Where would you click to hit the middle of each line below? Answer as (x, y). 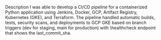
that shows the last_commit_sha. (38, 33)
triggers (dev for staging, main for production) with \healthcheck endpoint (80, 28)
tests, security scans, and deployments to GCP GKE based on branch (76, 22)
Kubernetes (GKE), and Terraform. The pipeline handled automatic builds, (80, 17)
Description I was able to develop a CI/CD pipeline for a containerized (76, 7)
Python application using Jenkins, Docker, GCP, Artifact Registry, (71, 12)
